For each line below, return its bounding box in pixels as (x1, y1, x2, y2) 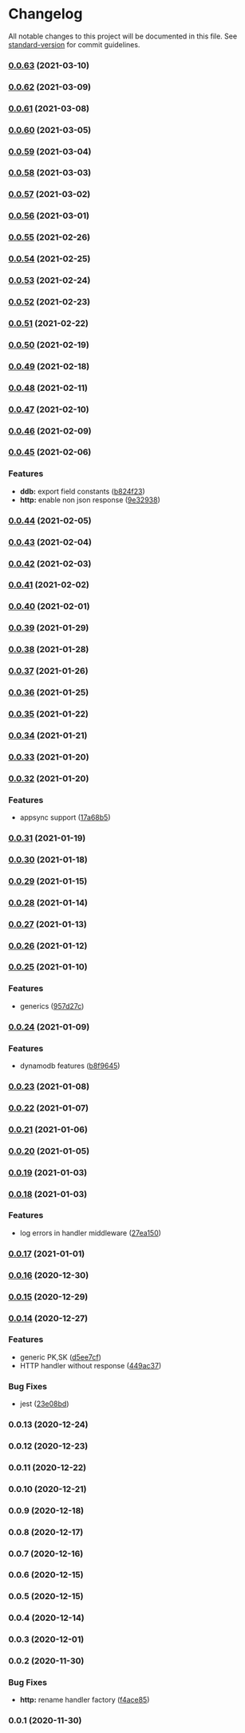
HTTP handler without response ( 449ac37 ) (19, 1360, 162, 1370)
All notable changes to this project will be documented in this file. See (8, 31, 238, 41)
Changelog (8, 5, 83, 23)
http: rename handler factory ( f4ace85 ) (19, 1695, 150, 1705)
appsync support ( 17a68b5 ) (19, 812, 111, 822)
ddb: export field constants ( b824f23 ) (19, 486, 145, 496)
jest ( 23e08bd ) (19, 1399, 69, 1409)
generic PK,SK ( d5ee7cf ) (19, 1352, 102, 1362)
